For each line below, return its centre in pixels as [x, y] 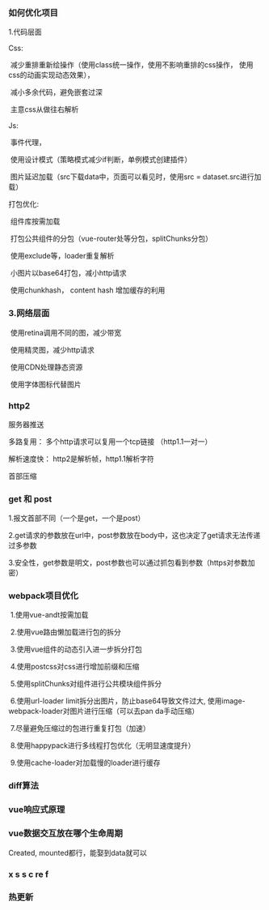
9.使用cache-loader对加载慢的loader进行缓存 [85, 763]
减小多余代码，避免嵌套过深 [56, 92]
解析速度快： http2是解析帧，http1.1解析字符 [82, 459]
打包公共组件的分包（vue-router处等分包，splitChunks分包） [111, 239]
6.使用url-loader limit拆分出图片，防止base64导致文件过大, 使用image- [128, 701]
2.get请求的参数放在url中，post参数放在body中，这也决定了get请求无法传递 [134, 536]
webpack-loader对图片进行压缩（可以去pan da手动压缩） [104, 711]
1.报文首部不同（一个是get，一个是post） [77, 518]
